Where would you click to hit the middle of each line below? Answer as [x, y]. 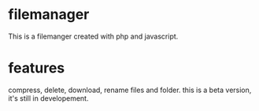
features [37, 68]
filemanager [49, 15]
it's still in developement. [48, 98]
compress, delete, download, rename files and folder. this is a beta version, [130, 90]
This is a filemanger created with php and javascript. [93, 36]
